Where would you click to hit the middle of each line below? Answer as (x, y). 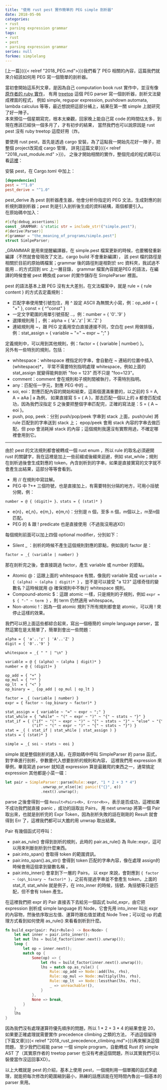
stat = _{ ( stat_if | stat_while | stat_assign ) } (61, 730)
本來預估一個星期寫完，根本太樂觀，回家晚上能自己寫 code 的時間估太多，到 (83, 119)
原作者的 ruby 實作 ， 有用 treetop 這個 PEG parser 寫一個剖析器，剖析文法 (81, 94)
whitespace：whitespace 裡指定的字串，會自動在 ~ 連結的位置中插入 (83, 360)
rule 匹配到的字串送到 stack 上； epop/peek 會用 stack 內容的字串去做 (84, 423)
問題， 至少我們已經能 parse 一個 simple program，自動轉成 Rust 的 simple (82, 1047)
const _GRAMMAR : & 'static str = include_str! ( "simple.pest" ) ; (71, 226)
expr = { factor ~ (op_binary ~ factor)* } (51, 703)
